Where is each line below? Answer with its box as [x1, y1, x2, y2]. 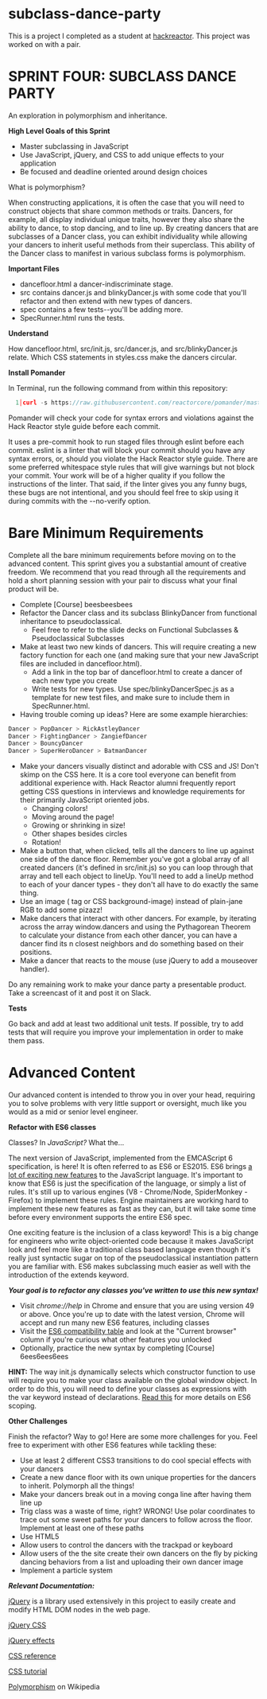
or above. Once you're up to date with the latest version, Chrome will [19, 1310, 245, 1319]
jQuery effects [8, 1636, 56, 1646]
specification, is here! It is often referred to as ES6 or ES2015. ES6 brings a [8, 1162, 253, 1171]
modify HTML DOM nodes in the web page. [8, 1605, 151, 1615]
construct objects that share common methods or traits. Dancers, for [8, 206, 233, 216]
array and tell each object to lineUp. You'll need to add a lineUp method [19, 871, 254, 881]
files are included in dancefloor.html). [19, 658, 142, 668]
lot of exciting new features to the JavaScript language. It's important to [8, 1171, 244, 1180]
